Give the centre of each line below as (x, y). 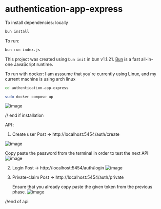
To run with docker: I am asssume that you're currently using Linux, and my (81, 74)
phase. (19, 192)
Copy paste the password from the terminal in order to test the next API (77, 153)
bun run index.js (23, 50)
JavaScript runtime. (34, 64)
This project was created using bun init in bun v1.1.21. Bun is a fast (73, 59)
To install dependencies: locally (37, 22)
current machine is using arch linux (40, 79)
